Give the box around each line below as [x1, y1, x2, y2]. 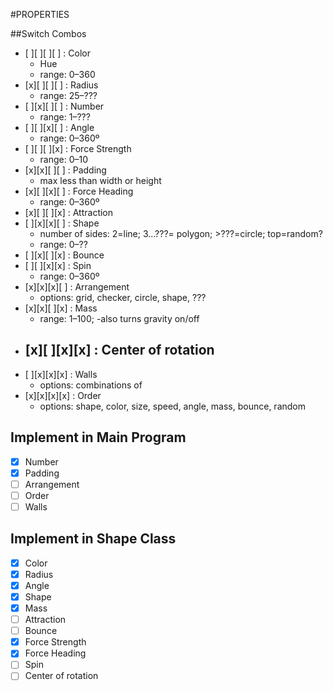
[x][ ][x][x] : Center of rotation [24, 342, 215, 359]
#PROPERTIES [10, 9, 70, 20]
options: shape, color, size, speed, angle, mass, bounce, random [39, 400, 307, 412]
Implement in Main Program [10, 429, 187, 446]
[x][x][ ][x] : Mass [24, 302, 98, 314]
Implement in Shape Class [10, 530, 177, 548]
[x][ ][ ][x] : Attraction [24, 207, 114, 218]
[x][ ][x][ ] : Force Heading [24, 185, 134, 197]
